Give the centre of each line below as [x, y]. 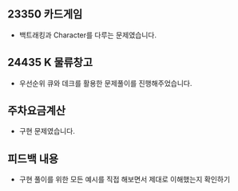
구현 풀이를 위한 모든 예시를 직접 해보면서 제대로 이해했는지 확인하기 [125, 179]
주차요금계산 [36, 111]
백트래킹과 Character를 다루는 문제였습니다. [88, 35]
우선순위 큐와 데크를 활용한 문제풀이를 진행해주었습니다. [105, 83]
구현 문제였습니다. [47, 131]
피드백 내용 [33, 159]
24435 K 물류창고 [50, 62]
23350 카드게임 [45, 14]
